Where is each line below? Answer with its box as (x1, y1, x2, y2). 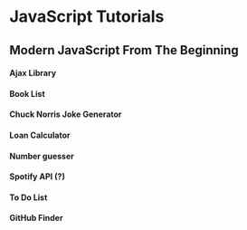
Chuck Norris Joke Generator (9, 109, 122, 120)
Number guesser (9, 150, 74, 161)
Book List (9, 88, 45, 99)
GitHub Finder (9, 213, 63, 224)
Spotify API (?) (9, 171, 65, 182)
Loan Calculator (9, 129, 71, 140)
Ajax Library (9, 68, 57, 79)
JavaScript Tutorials (9, 6, 165, 27)
